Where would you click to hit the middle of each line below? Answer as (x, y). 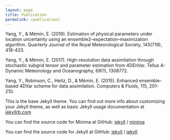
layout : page (19, 10)
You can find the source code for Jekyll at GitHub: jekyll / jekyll (71, 132)
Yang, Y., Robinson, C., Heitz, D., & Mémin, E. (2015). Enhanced (72, 81)
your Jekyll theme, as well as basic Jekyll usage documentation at (75, 107)
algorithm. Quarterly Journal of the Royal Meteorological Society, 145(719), (84, 45)
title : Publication (26, 15)
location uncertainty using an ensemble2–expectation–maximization (77, 39)
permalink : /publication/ (33, 19)
